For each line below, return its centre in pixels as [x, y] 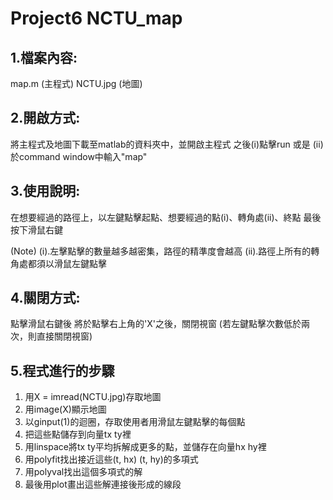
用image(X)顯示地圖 [65, 409]
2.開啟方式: [45, 118]
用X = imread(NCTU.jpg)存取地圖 [93, 397]
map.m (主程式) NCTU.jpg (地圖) [76, 83]
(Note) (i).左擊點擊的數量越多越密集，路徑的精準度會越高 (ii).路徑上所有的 [161, 251]
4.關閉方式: [45, 298]
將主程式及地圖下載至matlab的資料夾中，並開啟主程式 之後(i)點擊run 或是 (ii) [167, 144]
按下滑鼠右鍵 [36, 229]
